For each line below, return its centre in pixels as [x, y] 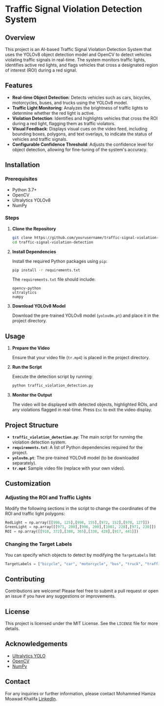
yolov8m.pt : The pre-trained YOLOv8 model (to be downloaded [75, 458]
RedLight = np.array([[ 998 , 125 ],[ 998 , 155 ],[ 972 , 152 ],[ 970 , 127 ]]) [77, 523]
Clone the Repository [34, 229]
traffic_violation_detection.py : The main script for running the [77, 437]
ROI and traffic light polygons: [35, 513]
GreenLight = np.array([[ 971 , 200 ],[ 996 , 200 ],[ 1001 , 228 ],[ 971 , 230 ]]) [81, 527]
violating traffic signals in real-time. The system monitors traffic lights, [75, 60]
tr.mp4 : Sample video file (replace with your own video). [69, 468]
